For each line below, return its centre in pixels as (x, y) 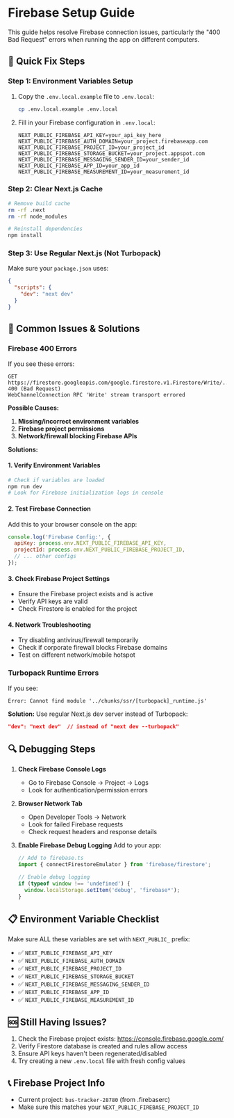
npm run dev (25, 486)
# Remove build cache (39, 203)
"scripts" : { (33, 288)
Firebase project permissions (61, 429)
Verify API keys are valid (53, 601)
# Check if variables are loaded (56, 480)
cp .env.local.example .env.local (68, 109)
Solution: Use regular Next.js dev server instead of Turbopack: (98, 714)
